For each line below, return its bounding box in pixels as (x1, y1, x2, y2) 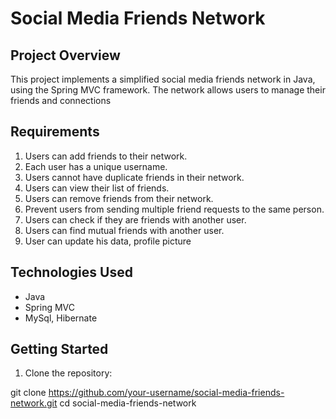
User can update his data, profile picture (24, 235, 192, 247)
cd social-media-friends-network (59, 397, 197, 409)
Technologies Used (10, 264, 133, 281)
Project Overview (10, 47, 121, 64)
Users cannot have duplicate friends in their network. (24, 171, 245, 183)
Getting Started (10, 341, 109, 358)
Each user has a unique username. (24, 160, 168, 172)
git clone (10, 387, 47, 399)
